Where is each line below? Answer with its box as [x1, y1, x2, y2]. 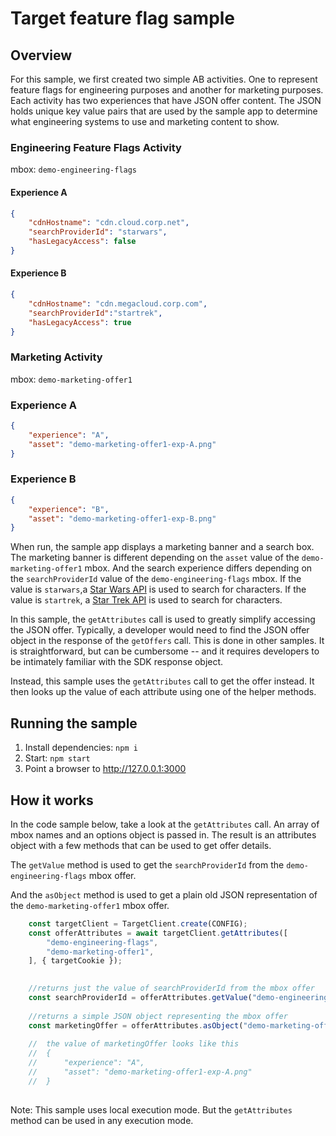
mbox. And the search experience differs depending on [84, 562, 313, 574]
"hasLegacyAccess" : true [28, 317, 132, 327]
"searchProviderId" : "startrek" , [28, 308, 163, 318]
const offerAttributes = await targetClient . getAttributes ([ [28, 928, 288, 938]
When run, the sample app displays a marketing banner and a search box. [10, 541, 315, 553]
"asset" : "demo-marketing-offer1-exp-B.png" [28, 513, 217, 524]
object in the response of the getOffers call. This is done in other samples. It [10, 635, 325, 647]
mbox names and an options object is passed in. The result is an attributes [10, 828, 317, 841]
